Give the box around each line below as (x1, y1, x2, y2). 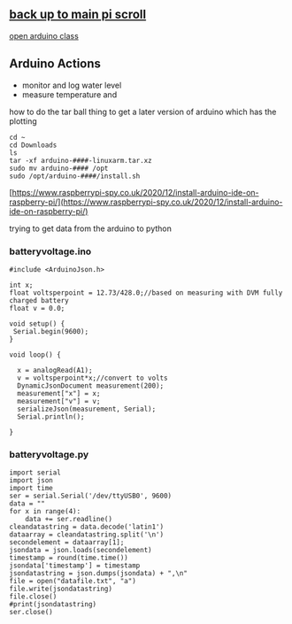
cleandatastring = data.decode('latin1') (9, 522, 165, 532)
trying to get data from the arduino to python (9, 223, 173, 234)
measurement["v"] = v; (17, 397, 101, 405)
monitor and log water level (21, 80, 122, 90)
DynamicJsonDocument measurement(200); (17, 381, 165, 390)
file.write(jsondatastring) (9, 584, 113, 594)
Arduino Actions (9, 57, 102, 72)
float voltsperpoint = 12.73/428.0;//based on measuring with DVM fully (9, 288, 283, 297)
